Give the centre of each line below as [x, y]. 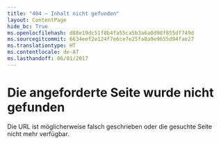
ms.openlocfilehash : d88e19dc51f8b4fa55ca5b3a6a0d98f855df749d [101, 33]
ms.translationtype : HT [42, 46]
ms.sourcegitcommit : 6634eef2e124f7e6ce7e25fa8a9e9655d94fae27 [101, 39]
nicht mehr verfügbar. [38, 134]
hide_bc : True [28, 26]
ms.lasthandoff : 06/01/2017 [48, 59]
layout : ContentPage [37, 20]
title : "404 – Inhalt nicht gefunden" [63, 13]
